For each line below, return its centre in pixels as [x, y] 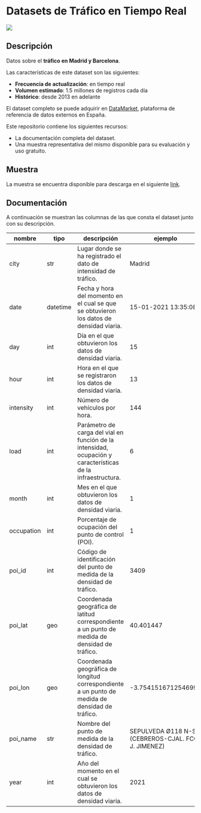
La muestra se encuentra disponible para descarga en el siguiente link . [93, 184]
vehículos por [96, 408]
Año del [88, 764]
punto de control [100, 534]
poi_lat [19, 626]
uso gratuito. [31, 151]
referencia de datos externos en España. [56, 115]
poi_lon [19, 688]
